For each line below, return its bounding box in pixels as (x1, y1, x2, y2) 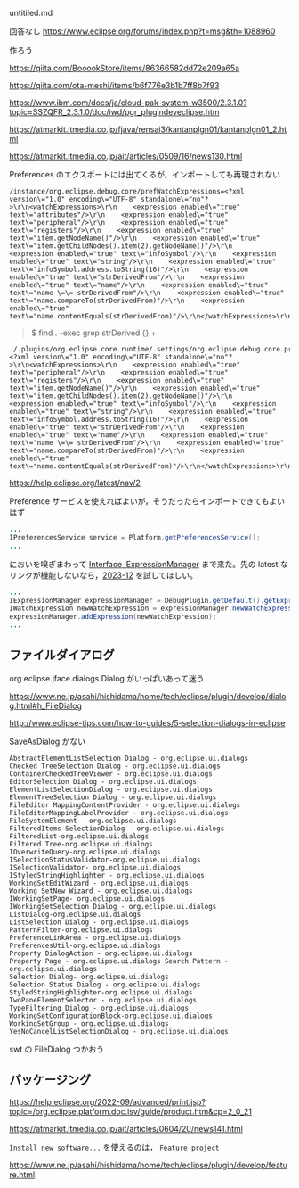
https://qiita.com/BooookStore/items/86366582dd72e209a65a (9, 62, 240, 73)
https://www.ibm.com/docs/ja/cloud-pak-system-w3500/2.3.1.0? (9, 97, 247, 108)
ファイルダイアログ (9, 648, 115, 663)
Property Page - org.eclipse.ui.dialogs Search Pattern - (9, 956, 229, 966)
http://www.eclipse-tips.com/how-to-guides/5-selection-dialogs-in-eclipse (9, 717, 286, 728)
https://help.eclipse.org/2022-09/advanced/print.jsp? (9, 1096, 206, 1107)
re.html (9, 1168, 36, 1180)
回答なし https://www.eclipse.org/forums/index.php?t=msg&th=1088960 (9, 26, 276, 37)
